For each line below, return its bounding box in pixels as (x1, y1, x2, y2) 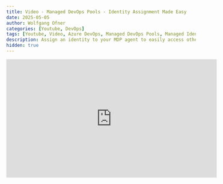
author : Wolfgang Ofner (6, 20, 66, 26)
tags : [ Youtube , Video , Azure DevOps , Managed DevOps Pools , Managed (6, 31, 185, 37)
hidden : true (6, 43, 39, 49)
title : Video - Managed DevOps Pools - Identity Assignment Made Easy (6, 8, 187, 15)
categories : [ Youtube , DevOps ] (6, 25, 85, 32)
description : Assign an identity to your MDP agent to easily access (6, 37, 185, 43)
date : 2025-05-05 (6, 14, 50, 20)
